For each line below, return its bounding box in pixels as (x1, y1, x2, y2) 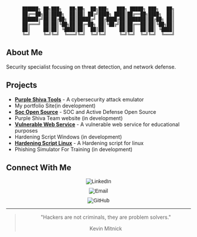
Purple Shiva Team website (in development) (14, 114, 123, 121)
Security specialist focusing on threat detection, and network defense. (6, 63, 176, 70)
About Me (6, 48, 43, 57)
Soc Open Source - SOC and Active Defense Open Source (14, 108, 157, 115)
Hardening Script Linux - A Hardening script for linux (14, 139, 144, 147)
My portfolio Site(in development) (14, 102, 96, 109)
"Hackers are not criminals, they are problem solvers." (40, 214, 171, 221)
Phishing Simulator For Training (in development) (14, 145, 133, 153)
